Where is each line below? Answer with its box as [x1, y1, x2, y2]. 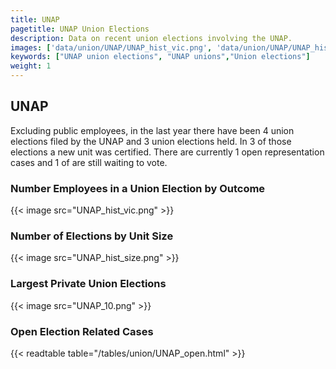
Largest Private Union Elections [10, 277, 167, 291]
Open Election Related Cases [10, 324, 154, 338]
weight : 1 [10, 61, 52, 71]
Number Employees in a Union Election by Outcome [10, 181, 266, 195]
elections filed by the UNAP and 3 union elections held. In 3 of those [10, 135, 292, 147]
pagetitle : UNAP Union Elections [10, 24, 150, 34]
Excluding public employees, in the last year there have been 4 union [10, 124, 295, 136]
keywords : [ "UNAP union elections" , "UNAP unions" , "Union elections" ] [10, 52, 311, 62]
